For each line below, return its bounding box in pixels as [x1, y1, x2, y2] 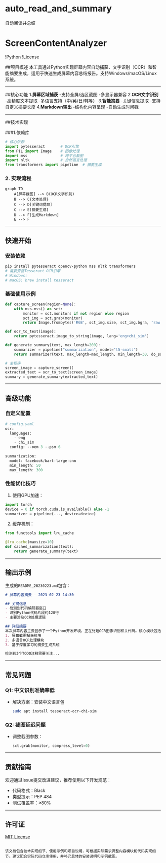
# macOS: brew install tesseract [5, 278, 74, 283]
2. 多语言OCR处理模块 [5, 638, 44, 643]
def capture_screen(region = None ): [5, 302, 77, 307]
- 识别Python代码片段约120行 [5, 611, 59, 616]
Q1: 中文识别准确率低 [5, 687, 55, 694]
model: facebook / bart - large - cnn [9, 458, 77, 463]
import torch [5, 502, 32, 507]
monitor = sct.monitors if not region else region [23, 311, 129, 316]
